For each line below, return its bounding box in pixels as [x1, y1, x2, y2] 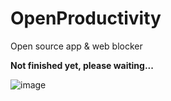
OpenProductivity [10, 7, 162, 30]
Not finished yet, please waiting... [10, 59, 154, 71]
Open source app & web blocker [10, 40, 143, 52]
